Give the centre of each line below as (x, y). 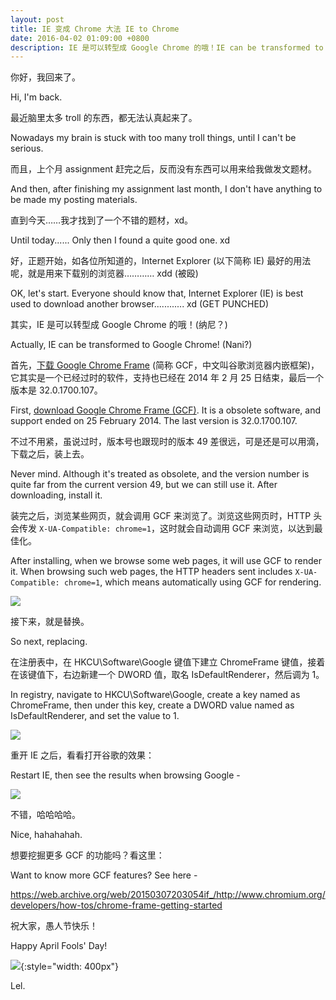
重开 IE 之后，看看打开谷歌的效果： (82, 755)
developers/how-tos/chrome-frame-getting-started (116, 905)
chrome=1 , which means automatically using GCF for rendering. (192, 582)
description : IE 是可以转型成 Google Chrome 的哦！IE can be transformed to (167, 47)
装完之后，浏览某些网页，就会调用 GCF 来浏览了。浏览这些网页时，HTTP (161, 516)
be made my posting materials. (74, 200)
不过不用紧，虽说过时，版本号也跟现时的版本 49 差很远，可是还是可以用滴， (167, 442)
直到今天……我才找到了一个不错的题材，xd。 (102, 220)
